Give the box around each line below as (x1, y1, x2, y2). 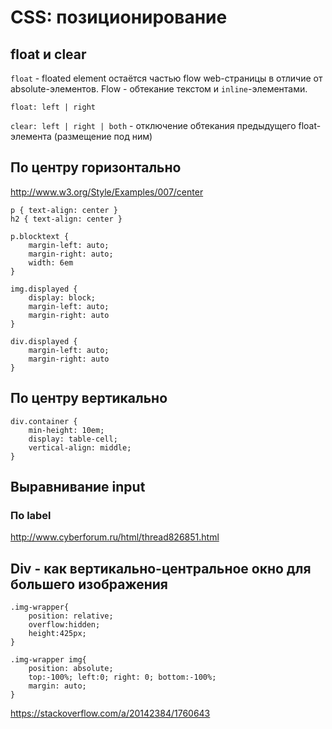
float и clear (10, 46, 87, 63)
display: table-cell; (28, 434, 118, 444)
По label (10, 508, 52, 522)
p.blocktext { (10, 231, 70, 241)
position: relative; (28, 611, 114, 621)
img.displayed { (10, 284, 78, 294)
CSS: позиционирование (10, 6, 228, 29)
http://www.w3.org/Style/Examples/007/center (10, 186, 204, 198)
